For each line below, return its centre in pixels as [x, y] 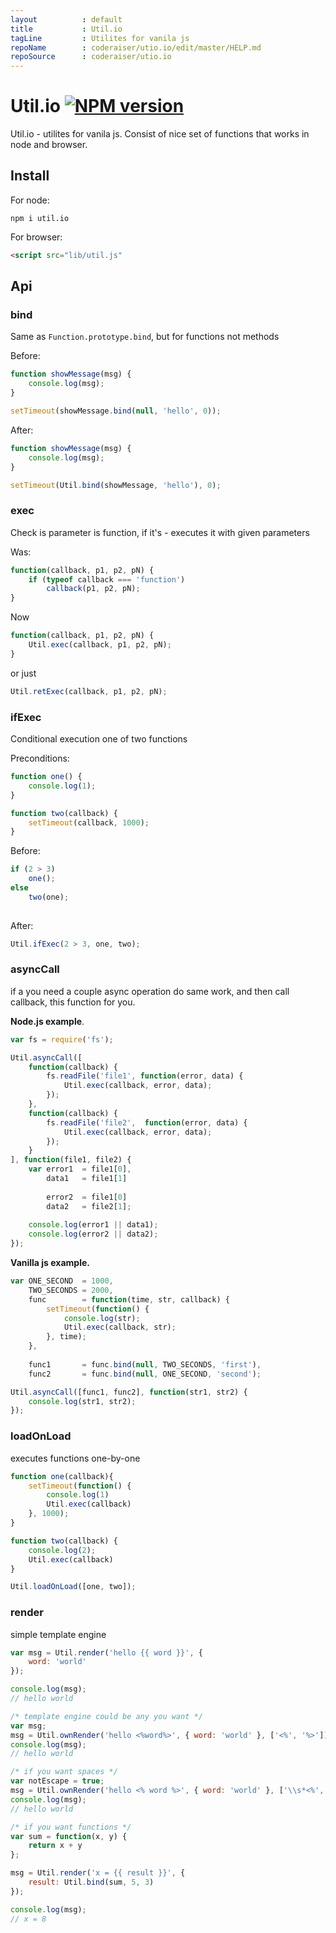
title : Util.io [66, 29]
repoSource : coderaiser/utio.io [91, 57]
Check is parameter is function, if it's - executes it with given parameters [160, 532]
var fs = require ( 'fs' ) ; [62, 1039]
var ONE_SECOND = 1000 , [62, 1281]
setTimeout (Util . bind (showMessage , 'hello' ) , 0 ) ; [116, 485]
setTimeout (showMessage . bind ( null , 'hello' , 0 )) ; [116, 411]
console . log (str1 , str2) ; [82, 1401]
